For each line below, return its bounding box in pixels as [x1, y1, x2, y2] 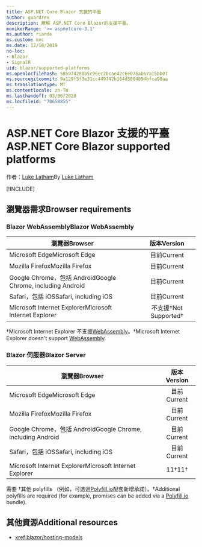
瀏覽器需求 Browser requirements [6, 204, 132, 214]
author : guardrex [6, 14, 50, 21]
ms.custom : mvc [6, 37, 44, 43]
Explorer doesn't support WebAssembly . [6, 335, 106, 342]
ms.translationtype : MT [6, 82, 66, 88]
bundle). [6, 498, 27, 505]
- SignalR [6, 59, 31, 65]
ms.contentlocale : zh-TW [6, 87, 69, 93]
